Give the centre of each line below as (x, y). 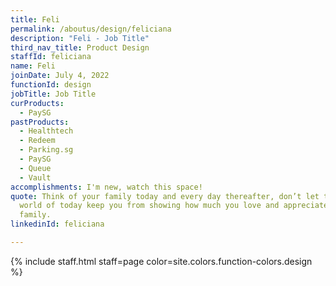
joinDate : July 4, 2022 (60, 76)
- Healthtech (46, 131)
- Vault (35, 177)
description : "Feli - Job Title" (80, 38)
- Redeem (37, 141)
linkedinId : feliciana (57, 224)
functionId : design (51, 85)
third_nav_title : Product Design (80, 47)
